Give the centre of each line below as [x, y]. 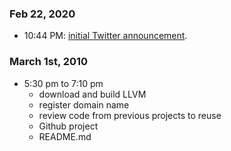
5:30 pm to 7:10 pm [63, 83]
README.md [65, 136]
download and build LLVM [92, 94]
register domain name [84, 104]
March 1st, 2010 [49, 62]
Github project [68, 126]
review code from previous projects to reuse [130, 115]
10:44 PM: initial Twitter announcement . [105, 36]
